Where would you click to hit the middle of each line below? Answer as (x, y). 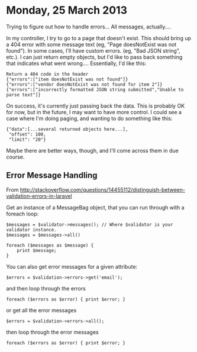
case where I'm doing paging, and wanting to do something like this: (89, 118)
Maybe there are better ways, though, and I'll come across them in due (92, 150)
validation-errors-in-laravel (39, 196)
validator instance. (32, 230)
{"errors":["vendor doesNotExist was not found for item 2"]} (84, 84)
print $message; (37, 250)
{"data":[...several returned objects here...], (67, 129)
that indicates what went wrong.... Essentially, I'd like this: (76, 63)
